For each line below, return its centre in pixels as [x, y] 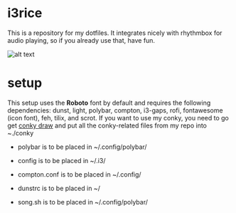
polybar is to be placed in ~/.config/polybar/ [82, 147]
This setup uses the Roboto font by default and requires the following [109, 103]
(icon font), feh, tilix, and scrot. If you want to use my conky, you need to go [118, 118]
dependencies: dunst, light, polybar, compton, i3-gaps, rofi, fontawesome [115, 110]
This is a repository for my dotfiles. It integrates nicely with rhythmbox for [115, 33]
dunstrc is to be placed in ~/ [59, 188]
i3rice [25, 13]
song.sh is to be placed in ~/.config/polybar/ [82, 202]
